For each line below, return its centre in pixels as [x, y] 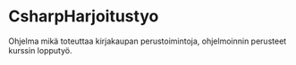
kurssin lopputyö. [40, 50]
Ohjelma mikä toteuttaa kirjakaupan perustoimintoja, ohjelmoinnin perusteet [148, 41]
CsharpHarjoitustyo [84, 16]
